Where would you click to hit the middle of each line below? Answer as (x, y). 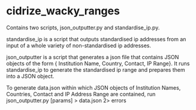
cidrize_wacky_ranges (63, 11)
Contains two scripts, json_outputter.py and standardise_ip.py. (83, 27)
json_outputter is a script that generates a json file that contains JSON (93, 57)
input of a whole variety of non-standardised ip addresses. (79, 45)
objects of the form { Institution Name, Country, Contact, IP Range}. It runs (98, 63)
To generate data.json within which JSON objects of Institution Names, (94, 87)
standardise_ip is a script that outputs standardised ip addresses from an (96, 39)
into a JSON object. (30, 76)
